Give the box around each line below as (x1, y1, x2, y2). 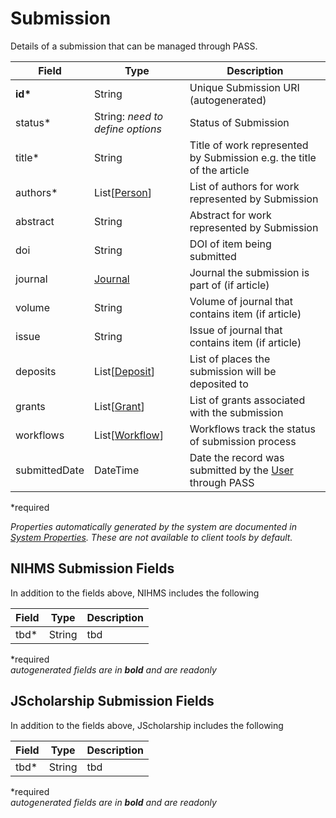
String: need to (93, 109, 164, 123)
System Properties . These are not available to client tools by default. (10, 531, 293, 543)
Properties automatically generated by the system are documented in (10, 520, 297, 532)
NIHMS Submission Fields (10, 560, 175, 577)
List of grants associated (189, 393, 306, 407)
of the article (189, 163, 250, 177)
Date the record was (189, 450, 285, 464)
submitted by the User (189, 463, 294, 477)
